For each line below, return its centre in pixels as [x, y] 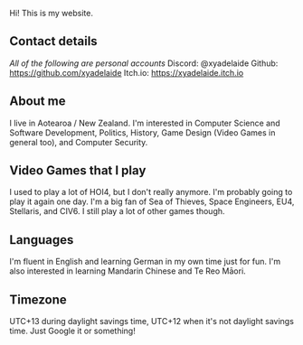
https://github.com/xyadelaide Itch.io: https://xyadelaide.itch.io [127, 72]
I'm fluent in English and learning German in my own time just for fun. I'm [145, 262]
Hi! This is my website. [51, 13]
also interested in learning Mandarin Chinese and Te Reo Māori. [128, 271]
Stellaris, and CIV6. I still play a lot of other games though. [117, 211]
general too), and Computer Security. [79, 142]
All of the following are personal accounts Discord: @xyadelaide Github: [144, 63]
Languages [42, 240]
